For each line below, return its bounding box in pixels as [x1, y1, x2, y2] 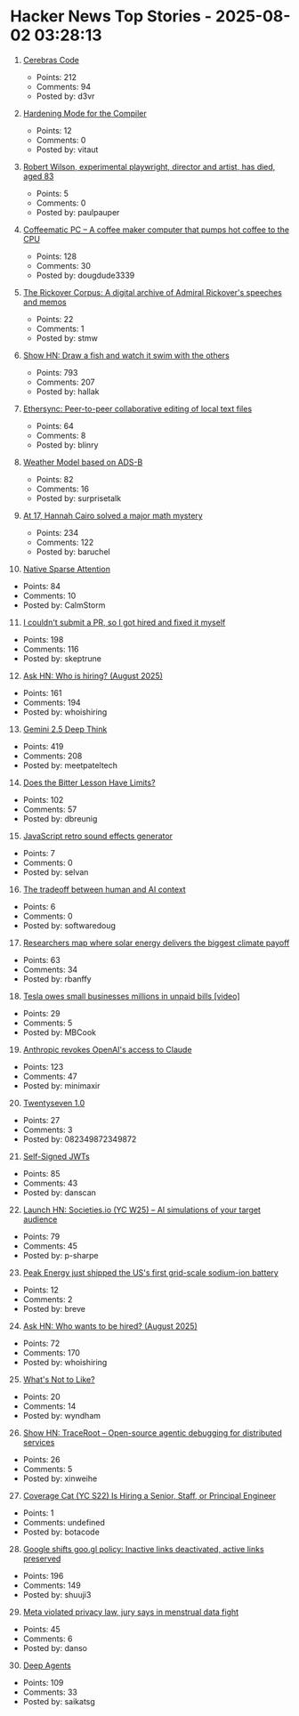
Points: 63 [22, 954, 61, 965]
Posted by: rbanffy [22, 973, 92, 984]
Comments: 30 [36, 260, 92, 271]
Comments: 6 [22, 1633, 73, 1644]
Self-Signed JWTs [22, 1151, 90, 1162]
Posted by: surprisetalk [36, 492, 122, 504]
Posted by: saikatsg [22, 1696, 96, 1706]
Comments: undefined [22, 1517, 106, 1527]
